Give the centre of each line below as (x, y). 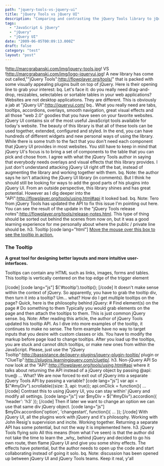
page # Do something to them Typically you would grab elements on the (78, 308)
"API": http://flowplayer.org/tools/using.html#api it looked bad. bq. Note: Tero (82, 199)
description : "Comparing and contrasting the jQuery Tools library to (78, 19)
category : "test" (23, 50)
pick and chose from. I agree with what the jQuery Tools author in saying (78, 157)
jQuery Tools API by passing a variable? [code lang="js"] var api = (72, 381)
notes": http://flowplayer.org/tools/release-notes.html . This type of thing (77, 214)
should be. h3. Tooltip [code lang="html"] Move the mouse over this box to (80, 229)
